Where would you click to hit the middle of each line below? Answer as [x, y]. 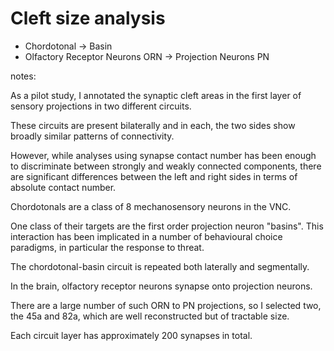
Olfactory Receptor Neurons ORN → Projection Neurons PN [147, 56]
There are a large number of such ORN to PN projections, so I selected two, [166, 305]
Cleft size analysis [88, 18]
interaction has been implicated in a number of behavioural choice [146, 236]
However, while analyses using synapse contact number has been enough [163, 155]
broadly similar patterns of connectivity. [92, 136]
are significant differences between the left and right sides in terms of [154, 176]
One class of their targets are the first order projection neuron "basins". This [167, 226]
